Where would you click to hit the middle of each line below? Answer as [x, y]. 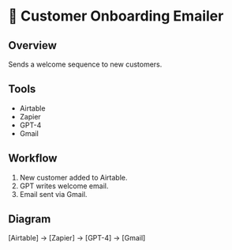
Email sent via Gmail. [53, 194]
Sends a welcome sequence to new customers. [85, 64]
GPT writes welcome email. [64, 186]
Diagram [30, 220]
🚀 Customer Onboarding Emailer [116, 16]
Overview [33, 45]
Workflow [33, 159]
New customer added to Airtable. [73, 177]
